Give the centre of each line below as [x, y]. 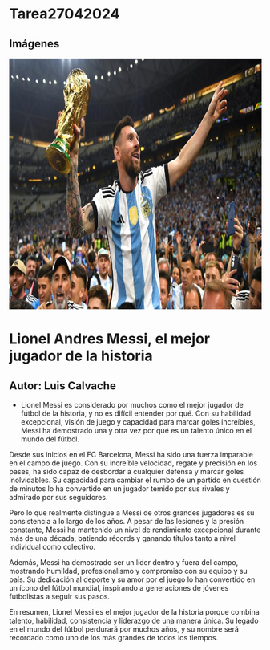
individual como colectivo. [52, 547]
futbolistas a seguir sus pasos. [60, 596]
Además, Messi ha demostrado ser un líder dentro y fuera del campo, [124, 562]
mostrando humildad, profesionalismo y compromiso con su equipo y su [128, 571]
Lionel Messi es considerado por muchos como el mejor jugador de [132, 405]
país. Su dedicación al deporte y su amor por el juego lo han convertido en [132, 579]
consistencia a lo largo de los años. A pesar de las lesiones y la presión [127, 521]
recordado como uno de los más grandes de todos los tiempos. [114, 638]
